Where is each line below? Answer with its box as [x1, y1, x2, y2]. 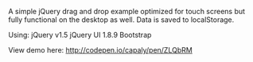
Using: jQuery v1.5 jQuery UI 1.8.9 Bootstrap [8, 31, 152, 39]
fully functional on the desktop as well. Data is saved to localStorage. [8, 15, 235, 24]
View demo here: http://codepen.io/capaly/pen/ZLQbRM [8, 46, 193, 54]
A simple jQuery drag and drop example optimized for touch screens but [8, 7, 245, 16]
